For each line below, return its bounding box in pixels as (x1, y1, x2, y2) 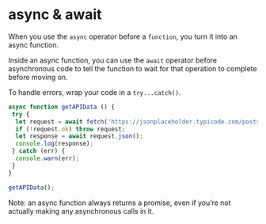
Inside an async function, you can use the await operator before (8, 55, 218, 65)
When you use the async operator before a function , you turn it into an (8, 32, 237, 41)
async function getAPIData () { (8, 103, 115, 111)
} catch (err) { (11, 147, 66, 155)
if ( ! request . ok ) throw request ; (15, 125, 126, 133)
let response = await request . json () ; (15, 132, 144, 140)
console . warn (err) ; (15, 154, 80, 163)
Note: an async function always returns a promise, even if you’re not (8, 198, 231, 207)
